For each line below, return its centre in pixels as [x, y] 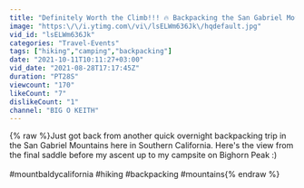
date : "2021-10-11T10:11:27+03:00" [77, 60]
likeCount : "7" [38, 93]
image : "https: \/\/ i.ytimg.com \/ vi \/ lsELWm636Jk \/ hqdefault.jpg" [135, 26]
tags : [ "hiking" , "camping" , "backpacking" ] [91, 52]
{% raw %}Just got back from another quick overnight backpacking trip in [148, 136]
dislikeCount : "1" [44, 102]
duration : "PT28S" [44, 77]
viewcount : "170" [42, 85]
